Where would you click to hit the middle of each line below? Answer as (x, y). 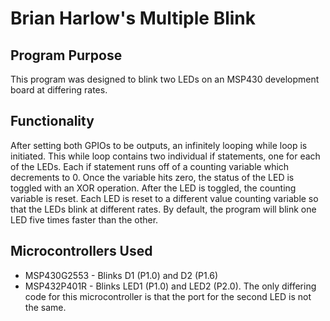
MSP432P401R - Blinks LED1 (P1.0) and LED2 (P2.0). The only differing (170, 286)
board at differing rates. (59, 90)
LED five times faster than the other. (84, 219)
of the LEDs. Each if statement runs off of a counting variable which (150, 166)
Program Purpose (66, 55)
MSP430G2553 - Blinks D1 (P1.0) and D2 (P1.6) (121, 275)
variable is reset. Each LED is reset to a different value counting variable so (164, 198)
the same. (45, 307)
